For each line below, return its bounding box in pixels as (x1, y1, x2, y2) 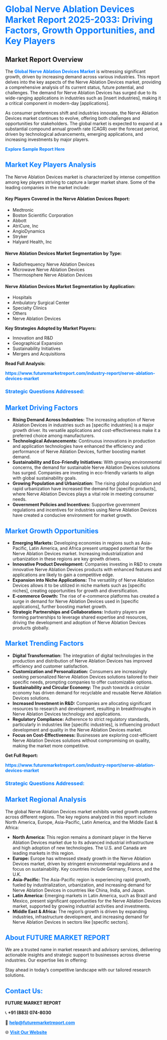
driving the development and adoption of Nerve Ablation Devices (12, 619, 146, 625)
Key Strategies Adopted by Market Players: (5, 326, 97, 332)
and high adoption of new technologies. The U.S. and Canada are (12, 845, 147, 851)
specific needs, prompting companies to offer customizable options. (12, 679, 153, 685)
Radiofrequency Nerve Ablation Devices (12, 261, 95, 268)
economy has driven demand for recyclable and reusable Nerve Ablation (12, 690, 162, 695)
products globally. (12, 625, 50, 631)
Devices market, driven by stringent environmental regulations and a (12, 860, 153, 867)
